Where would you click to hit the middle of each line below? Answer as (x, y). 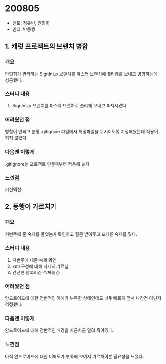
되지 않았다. (17, 138)
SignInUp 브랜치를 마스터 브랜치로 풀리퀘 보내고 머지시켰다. (70, 105)
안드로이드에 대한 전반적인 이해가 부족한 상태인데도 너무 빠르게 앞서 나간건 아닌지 (83, 298)
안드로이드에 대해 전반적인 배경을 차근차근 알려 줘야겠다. (59, 330)
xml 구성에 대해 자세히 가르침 (40, 266)
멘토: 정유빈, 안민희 (31, 23)
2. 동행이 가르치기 (31, 207)
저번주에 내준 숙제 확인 (34, 260)
